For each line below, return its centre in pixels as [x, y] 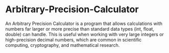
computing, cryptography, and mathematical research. [63, 45]
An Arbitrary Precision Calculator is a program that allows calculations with [84, 23]
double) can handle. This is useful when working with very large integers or [85, 34]
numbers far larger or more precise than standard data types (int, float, [80, 29]
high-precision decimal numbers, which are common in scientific [74, 40]
